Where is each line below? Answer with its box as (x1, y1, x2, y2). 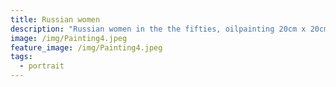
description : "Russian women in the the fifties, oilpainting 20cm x (10, 24, 307, 34)
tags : (10, 52, 33, 62)
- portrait (19, 61, 65, 71)
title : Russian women (10, 14, 101, 25)
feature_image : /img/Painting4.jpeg (10, 42, 163, 53)
